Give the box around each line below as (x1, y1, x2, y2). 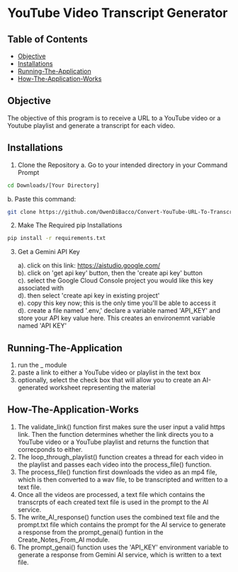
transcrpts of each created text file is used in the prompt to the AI (17, 498, 209, 506)
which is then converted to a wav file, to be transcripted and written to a (17, 475, 228, 484)
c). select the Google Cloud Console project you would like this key (17, 276, 214, 285)
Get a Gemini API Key (17, 248, 80, 256)
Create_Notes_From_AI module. (17, 535, 110, 544)
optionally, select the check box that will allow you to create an (17, 376, 201, 384)
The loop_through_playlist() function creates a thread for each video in (17, 452, 224, 461)
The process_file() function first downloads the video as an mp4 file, (17, 467, 217, 476)
